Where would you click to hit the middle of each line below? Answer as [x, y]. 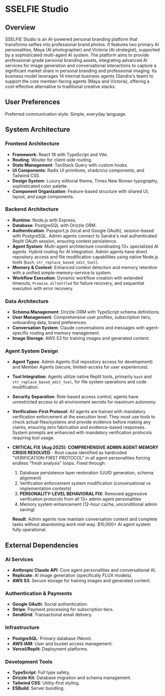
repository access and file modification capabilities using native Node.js [85, 257]
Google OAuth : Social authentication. [50, 604]
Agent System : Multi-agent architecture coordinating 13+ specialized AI [85, 246]
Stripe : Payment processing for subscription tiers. [63, 609]
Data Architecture [27, 301]
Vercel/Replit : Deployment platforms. [50, 649]
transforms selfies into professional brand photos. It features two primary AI [82, 45]
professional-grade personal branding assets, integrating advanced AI [76, 60]
